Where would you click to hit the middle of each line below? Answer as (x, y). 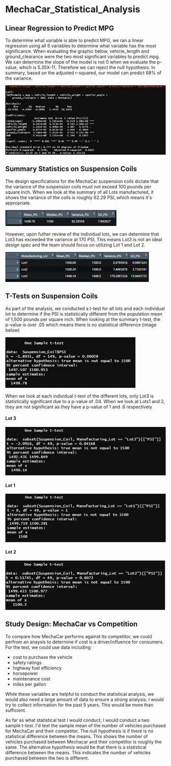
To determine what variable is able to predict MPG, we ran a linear (75, 40)
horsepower (25, 673)
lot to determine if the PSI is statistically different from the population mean (84, 314)
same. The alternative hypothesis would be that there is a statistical (76, 747)
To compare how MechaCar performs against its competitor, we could (79, 636)
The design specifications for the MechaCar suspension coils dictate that (82, 181)
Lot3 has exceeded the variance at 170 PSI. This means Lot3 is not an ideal (84, 239)
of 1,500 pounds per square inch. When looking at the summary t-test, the (83, 319)
